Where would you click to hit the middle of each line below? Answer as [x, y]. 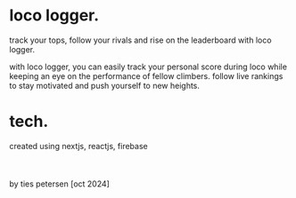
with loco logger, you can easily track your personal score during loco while [148, 67]
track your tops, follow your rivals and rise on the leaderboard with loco [140, 40]
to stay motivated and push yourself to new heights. [105, 85]
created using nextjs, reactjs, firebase [79, 146]
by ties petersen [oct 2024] [59, 184]
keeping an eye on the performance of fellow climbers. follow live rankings [146, 75]
